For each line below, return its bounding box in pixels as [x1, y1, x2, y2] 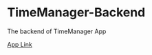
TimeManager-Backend [7, 5, 146, 20]
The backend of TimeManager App [7, 27, 107, 35]
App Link [7, 40, 33, 48]
